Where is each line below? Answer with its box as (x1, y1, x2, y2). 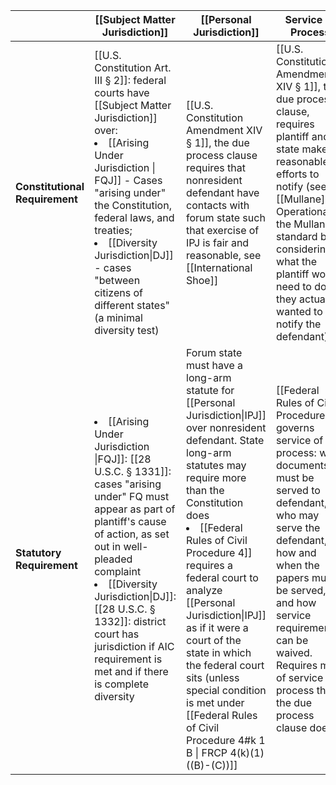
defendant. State (186, 434, 265, 447)
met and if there (94, 665, 169, 678)
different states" (94, 299, 171, 312)
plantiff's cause (94, 515, 167, 528)
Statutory (15, 546, 62, 559)
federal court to (186, 571, 259, 584)
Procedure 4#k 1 (186, 734, 266, 747)
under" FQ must (94, 490, 170, 503)
